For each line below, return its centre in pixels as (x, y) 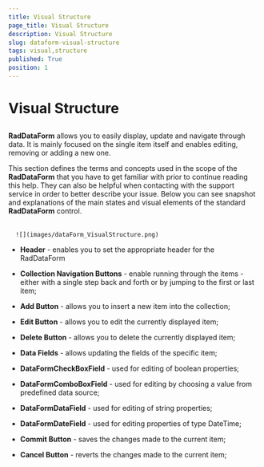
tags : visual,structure (48, 51)
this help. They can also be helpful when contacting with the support (121, 185)
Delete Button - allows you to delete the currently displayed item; (128, 338)
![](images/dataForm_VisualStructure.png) (87, 235)
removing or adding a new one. (60, 153)
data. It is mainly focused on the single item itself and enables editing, (123, 144)
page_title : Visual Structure (59, 25)
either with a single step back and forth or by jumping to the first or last (137, 282)
